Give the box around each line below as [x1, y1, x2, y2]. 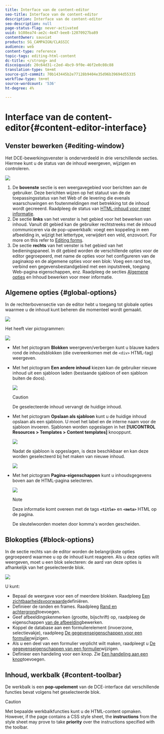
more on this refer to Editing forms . [12, 237, 84, 243]
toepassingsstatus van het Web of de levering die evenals [12, 195, 130, 201]
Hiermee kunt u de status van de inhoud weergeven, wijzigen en [5, 160, 136, 166]
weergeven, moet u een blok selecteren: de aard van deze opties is [5, 559, 142, 565]
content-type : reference [5, 49, 56, 54]
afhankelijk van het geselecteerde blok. [5, 564, 85, 571]
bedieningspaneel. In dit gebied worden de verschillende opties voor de [12, 248, 159, 254]
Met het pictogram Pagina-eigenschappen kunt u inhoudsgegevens [12, 472, 152, 478]
